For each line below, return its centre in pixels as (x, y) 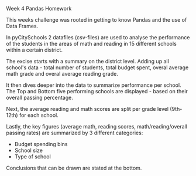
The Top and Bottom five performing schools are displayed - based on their (97, 91)
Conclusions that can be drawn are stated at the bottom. (74, 168)
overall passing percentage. (39, 97)
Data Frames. (22, 26)
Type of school (32, 157)
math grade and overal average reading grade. (62, 74)
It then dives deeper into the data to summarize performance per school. (94, 85)
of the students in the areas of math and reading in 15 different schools (91, 44)
